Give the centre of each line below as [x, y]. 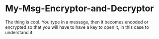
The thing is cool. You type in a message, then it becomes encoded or [77, 22]
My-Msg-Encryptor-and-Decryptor [79, 9]
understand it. [19, 32]
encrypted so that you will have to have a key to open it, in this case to [77, 27]
